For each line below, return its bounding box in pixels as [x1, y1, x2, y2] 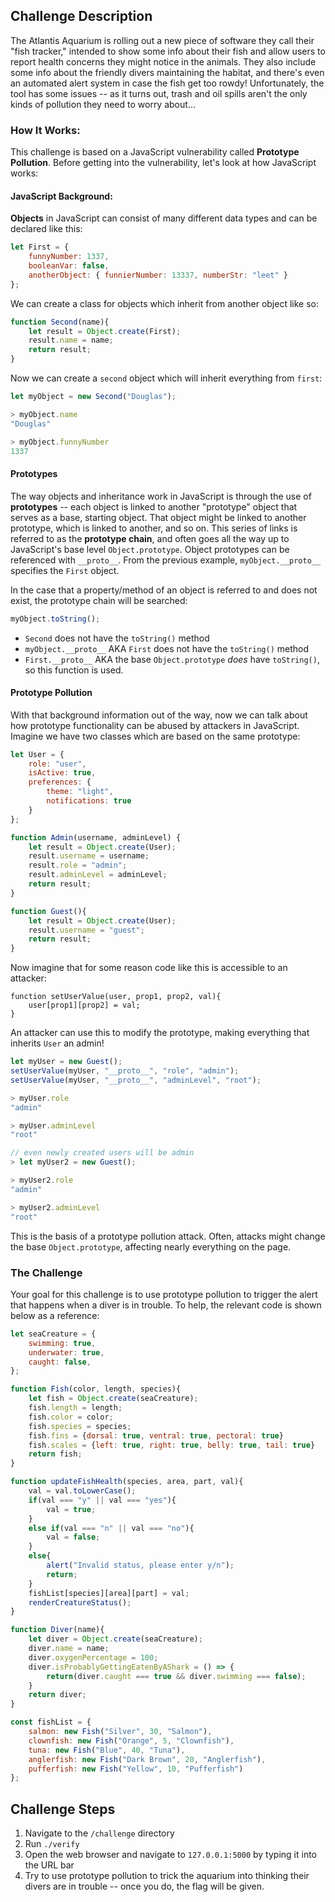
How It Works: [10, 123, 81, 137]
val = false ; [46, 1532, 101, 1543]
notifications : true [46, 796, 132, 806]
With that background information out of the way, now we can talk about [10, 709, 308, 721]
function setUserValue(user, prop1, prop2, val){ [10, 992, 222, 1002]
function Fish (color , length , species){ [10, 1384, 182, 1394]
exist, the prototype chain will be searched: [10, 594, 188, 606]
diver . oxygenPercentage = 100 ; [28, 1652, 159, 1663]
